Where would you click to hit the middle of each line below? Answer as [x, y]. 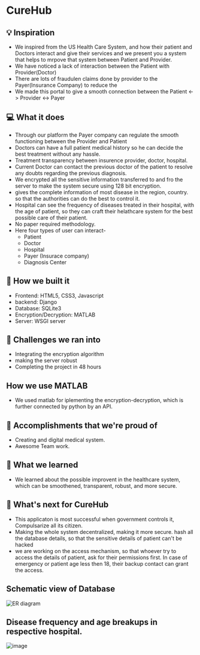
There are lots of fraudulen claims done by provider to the [86, 79]
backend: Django [36, 302]
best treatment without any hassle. [57, 154]
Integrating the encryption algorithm [59, 354]
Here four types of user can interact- [60, 230]
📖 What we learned [42, 465]
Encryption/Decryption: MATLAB [55, 315]
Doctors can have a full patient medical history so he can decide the [99, 147]
